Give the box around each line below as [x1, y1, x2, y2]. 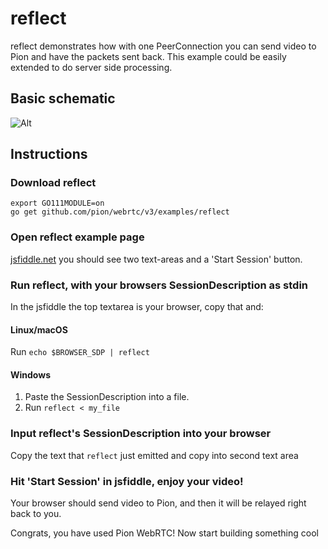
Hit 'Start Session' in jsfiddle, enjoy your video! [10, 474, 244, 488]
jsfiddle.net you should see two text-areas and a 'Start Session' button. [10, 253, 303, 265]
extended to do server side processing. [10, 61, 173, 73]
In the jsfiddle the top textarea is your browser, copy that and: [10, 301, 264, 313]
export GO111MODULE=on [10, 198, 105, 209]
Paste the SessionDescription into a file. [24, 391, 190, 403]
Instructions [10, 146, 88, 163]
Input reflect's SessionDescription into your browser [10, 427, 272, 441]
